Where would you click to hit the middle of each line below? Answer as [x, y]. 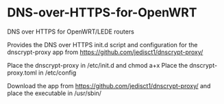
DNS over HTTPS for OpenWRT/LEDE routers [71, 31]
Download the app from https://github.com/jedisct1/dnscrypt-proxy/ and [109, 86]
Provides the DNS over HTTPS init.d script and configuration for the [102, 44]
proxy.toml [22, 73]
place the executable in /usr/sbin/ [54, 93]
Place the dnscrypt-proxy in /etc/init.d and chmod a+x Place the [98, 65]
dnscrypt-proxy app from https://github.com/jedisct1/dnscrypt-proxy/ [105, 52]
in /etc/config [58, 73]
